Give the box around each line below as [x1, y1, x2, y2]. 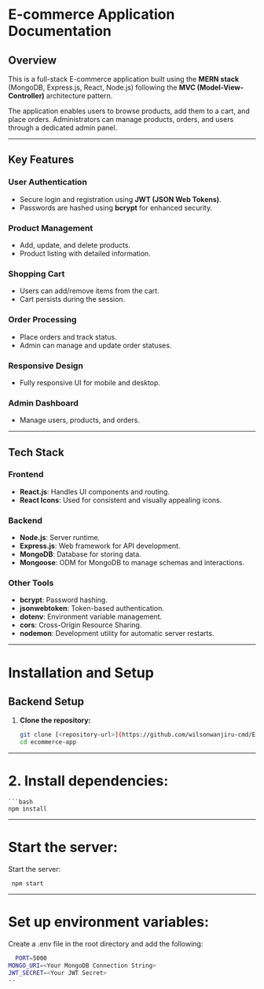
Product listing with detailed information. [19, 248, 151, 258]
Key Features [8, 153, 75, 167]
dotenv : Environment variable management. [19, 612, 163, 622]
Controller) [8, 91, 45, 100]
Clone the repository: [19, 715, 91, 725]
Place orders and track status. [19, 332, 118, 341]
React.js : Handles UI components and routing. [19, 487, 170, 496]
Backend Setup [8, 695, 85, 708]
